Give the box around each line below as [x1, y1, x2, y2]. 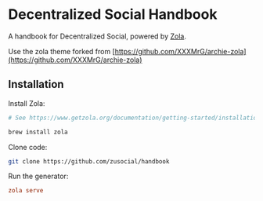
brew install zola [8, 128, 68, 136]
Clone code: [8, 142, 48, 152]
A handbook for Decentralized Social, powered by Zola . [8, 31, 186, 41]
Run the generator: [8, 171, 69, 181]
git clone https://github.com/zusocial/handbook [8, 157, 170, 166]
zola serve [8, 187, 44, 195]
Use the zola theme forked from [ [8, 46, 115, 56]
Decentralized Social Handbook [8, 5, 218, 24]
